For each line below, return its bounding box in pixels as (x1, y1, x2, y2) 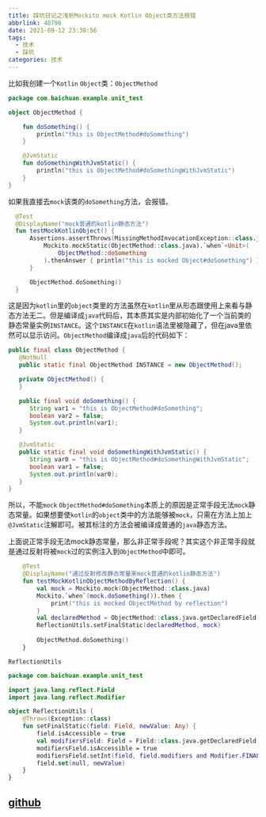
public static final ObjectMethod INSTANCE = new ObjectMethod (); (18, 361, 243, 369)
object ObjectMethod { (8, 108, 83, 116)
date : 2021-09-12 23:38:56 (8, 26, 97, 34)
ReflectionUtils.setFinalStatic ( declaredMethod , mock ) (36, 621, 222, 629)
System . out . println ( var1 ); (28, 419, 119, 427)
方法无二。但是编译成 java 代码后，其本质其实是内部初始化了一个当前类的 (14, 310, 252, 321)
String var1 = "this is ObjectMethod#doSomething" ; (28, 405, 203, 412)
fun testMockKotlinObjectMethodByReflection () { (22, 577, 186, 585)
